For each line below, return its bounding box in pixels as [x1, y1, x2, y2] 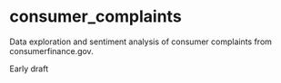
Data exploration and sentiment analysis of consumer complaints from [9, 36, 273, 47]
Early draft [9, 63, 49, 74]
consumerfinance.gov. [9, 45, 94, 56]
